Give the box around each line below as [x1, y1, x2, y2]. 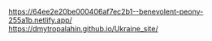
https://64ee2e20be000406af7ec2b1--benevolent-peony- [8, 7, 204, 16]
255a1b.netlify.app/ [8, 15, 73, 25]
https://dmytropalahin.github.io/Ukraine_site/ [8, 24, 158, 33]
